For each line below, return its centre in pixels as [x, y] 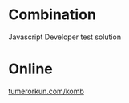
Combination [52, 15]
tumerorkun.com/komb [46, 91]
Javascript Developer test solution [65, 37]
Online [31, 69]
